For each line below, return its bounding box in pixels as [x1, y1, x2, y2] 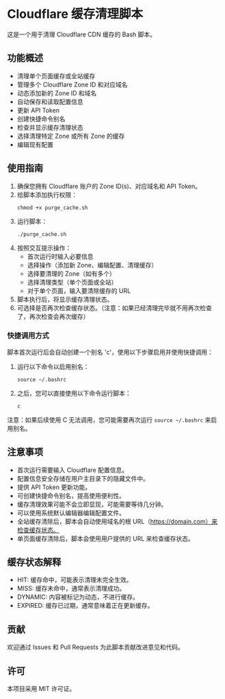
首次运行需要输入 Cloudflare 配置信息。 [16, 466, 129, 474]
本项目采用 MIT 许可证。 [7, 685, 76, 693]
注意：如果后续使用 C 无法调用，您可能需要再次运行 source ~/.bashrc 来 [7, 416, 211, 424]
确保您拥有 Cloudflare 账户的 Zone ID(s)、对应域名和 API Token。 [16, 182, 202, 190]
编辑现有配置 [16, 140, 53, 148]
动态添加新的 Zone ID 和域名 [16, 88, 97, 97]
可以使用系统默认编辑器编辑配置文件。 [16, 508, 125, 517]
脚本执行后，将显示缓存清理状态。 [16, 295, 114, 303]
